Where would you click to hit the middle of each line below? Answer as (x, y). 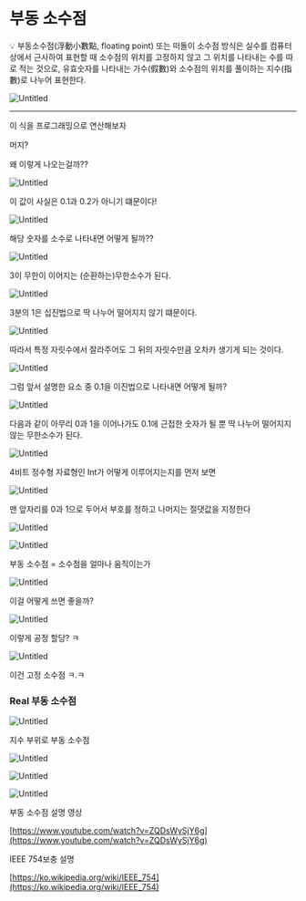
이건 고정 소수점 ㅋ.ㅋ (47, 675)
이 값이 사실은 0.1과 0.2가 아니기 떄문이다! (83, 201)
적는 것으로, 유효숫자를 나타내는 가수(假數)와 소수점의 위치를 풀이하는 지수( (152, 68)
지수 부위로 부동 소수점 (50, 740)
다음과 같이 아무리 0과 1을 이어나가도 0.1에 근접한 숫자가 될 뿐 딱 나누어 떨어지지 (150, 423)
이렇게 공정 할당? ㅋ (45, 637)
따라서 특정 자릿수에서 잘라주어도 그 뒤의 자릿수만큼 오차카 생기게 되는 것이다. (147, 349)
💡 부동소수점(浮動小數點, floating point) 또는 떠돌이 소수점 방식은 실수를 (139, 46)
